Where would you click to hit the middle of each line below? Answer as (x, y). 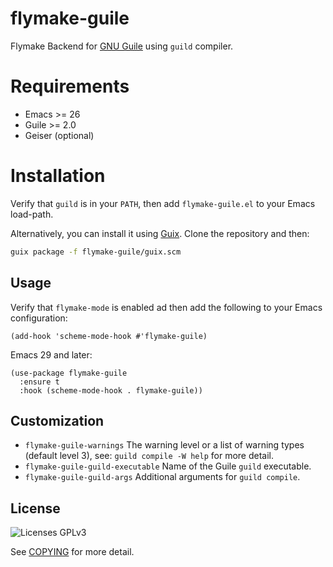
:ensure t (39, 382)
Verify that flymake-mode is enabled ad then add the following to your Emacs (166, 307)
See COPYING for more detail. (72, 552)
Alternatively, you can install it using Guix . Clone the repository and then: (160, 233)
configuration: (39, 318)
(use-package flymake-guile (69, 373)
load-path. (32, 214)
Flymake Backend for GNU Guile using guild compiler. (122, 46)
